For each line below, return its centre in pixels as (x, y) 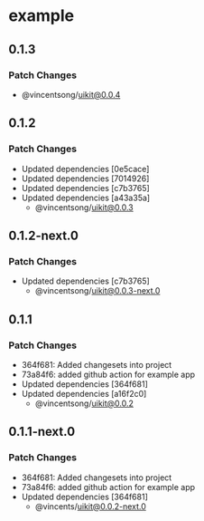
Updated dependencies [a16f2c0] (84, 393)
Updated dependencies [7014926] (85, 178)
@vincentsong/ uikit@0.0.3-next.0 (97, 291)
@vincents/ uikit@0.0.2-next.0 (90, 506)
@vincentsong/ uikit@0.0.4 (71, 94)
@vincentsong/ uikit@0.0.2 (84, 403)
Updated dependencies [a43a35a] (86, 198)
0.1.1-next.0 (42, 432)
